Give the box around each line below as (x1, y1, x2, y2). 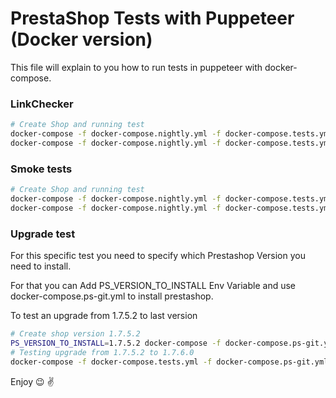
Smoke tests (10, 162, 73, 176)
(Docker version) (10, 28, 153, 51)
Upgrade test (10, 227, 76, 241)
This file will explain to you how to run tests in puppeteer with (10, 61, 263, 73)
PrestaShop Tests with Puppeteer (10, 7, 295, 30)
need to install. (10, 260, 72, 272)
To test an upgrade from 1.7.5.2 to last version (10, 310, 198, 322)
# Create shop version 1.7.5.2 (10, 329, 141, 339)
